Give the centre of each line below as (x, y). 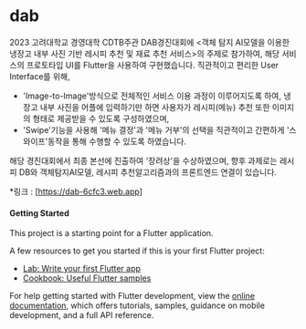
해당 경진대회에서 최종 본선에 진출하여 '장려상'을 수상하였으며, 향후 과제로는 (143, 160)
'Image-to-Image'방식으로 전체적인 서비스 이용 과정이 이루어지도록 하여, (152, 96)
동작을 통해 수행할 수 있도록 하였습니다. (117, 141)
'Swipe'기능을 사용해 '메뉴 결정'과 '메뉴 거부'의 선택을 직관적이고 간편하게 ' (156, 129)
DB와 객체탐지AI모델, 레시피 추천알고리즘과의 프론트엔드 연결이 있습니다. (148, 172)
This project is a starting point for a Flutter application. (111, 233)
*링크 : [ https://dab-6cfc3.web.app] (76, 191)
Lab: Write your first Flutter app (82, 269)
